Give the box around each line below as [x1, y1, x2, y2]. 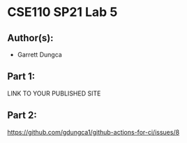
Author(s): [7, 32, 54, 44]
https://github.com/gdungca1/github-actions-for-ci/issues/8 [7, 128, 180, 136]
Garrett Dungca [17, 50, 63, 59]
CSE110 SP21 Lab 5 [7, 4, 118, 20]
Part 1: [7, 70, 36, 82]
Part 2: [7, 110, 37, 121]
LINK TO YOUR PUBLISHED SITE [7, 89, 101, 98]
